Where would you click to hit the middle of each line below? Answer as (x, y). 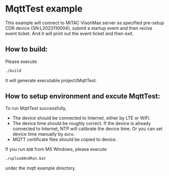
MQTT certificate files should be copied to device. (65, 140)
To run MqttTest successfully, (36, 108)
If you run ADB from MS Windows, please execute (56, 149)
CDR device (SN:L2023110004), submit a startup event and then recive (79, 28)
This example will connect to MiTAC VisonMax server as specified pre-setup (85, 23)
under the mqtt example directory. (41, 168)
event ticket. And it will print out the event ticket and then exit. (69, 33)
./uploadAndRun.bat (26, 159)
